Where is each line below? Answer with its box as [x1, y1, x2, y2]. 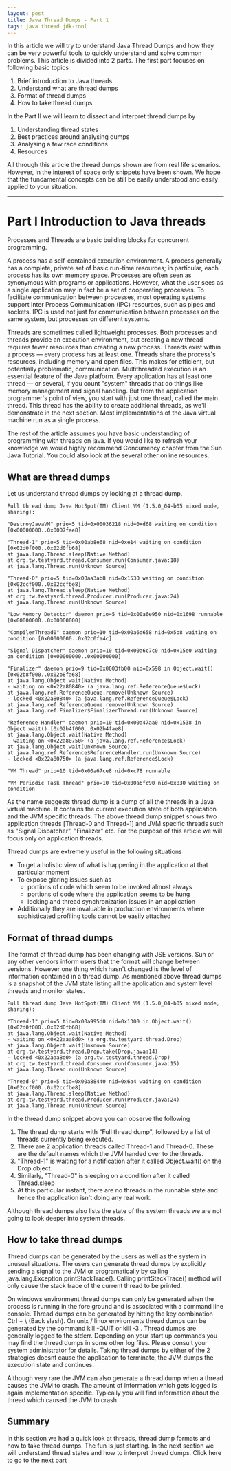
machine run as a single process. [7, 416, 101, 424]
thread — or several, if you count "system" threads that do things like [7, 380, 203, 388]
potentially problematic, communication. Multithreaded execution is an [7, 365, 206, 373]
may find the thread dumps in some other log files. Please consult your [7, 1338, 208, 1347]
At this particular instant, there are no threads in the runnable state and [16, 1186, 218, 1194]
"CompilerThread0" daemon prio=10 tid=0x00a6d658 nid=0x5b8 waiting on [7, 629, 217, 636]
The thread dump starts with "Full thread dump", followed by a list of [16, 1127, 211, 1135]
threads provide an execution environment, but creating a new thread [7, 336, 203, 344]
